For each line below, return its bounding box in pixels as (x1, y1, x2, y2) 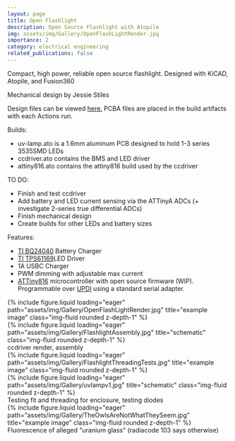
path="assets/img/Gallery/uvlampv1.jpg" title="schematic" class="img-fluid (7, 380, 227, 389)
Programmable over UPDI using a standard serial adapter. (17, 284, 185, 292)
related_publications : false (7, 50, 93, 57)
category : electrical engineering (7, 43, 109, 50)
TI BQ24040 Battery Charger (17, 246, 102, 255)
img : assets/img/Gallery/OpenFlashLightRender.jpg (7, 30, 159, 38)
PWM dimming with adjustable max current (17, 269, 143, 277)
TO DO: (7, 175, 30, 184)
